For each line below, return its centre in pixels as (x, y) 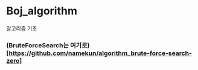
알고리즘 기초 (22, 28)
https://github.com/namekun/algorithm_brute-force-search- (100, 53)
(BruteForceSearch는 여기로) (48, 45)
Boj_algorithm (42, 11)
